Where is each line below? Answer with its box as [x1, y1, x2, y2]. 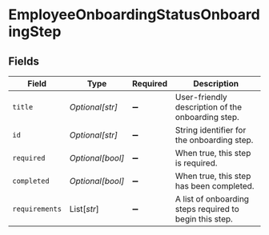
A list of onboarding [175, 193, 250, 205]
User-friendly [175, 92, 228, 102]
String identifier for [175, 125, 247, 135]
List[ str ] [69, 204, 100, 214]
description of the [175, 102, 243, 113]
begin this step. [175, 213, 234, 225]
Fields [8, 54, 40, 68]
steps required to [175, 204, 239, 214]
